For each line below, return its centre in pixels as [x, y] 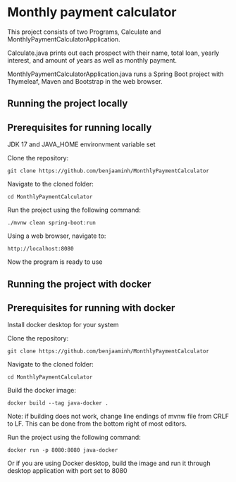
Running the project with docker [79, 284]
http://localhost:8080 [41, 249]
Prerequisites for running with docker [91, 308]
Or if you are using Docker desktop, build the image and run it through [109, 463]
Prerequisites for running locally [80, 127]
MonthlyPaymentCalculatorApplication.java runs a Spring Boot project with [116, 74]
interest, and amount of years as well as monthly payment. [92, 60]
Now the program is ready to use [55, 262]
